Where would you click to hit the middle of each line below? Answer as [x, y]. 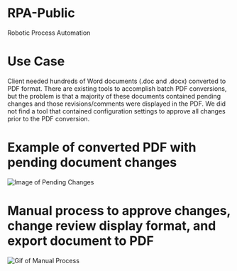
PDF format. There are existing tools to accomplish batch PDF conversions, [117, 88]
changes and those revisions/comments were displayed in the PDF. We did [116, 104]
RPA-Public [42, 13]
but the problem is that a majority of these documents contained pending [114, 96]
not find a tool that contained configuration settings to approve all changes [116, 111]
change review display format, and [112, 226]
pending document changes [92, 163]
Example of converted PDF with [102, 148]
